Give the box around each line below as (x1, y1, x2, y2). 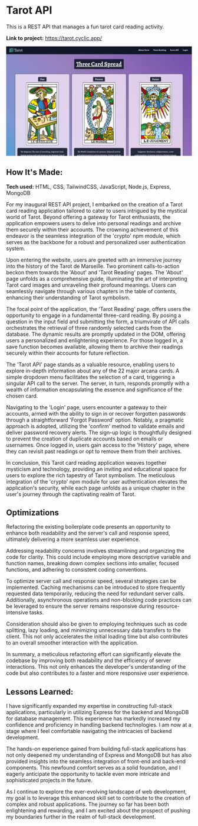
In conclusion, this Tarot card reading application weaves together (6, 459, 167, 466)
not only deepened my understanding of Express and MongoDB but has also (6, 752, 192, 759)
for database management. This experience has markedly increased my (6, 715, 181, 722)
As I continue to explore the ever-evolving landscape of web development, (6, 788, 187, 795)
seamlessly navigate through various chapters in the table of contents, (6, 287, 177, 294)
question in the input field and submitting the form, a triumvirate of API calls (6, 318, 190, 325)
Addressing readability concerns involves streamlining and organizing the (6, 548, 184, 555)
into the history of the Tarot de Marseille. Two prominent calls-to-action (6, 263, 180, 270)
